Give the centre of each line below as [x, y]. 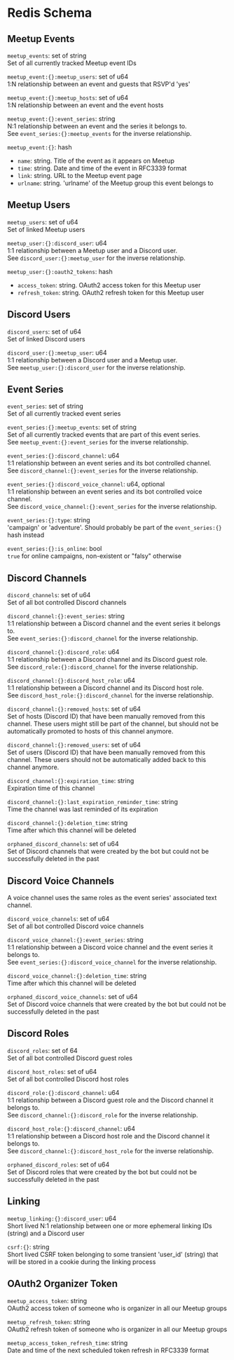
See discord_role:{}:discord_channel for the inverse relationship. [103, 667]
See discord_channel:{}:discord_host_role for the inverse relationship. [110, 1150]
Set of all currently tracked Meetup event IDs [72, 63]
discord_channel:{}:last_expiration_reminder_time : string [93, 802]
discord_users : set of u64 [44, 332]
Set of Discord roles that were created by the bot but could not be [102, 1171]
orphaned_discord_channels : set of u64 [63, 844]
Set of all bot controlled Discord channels [67, 603]
